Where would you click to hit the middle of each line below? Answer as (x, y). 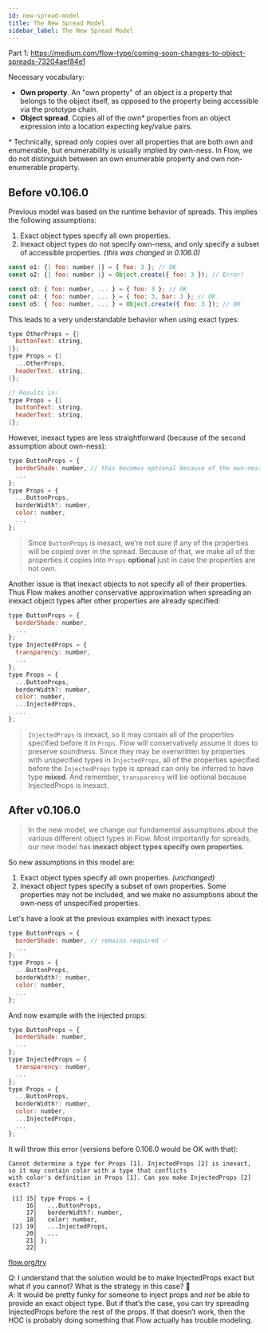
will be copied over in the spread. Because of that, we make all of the (141, 551)
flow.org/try (28, 1262)
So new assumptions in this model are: (72, 862)
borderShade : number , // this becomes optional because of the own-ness (139, 468)
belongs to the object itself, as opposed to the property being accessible (139, 101)
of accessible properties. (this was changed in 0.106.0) (110, 253)
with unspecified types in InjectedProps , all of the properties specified (144, 760)
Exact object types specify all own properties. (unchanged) (117, 877)
